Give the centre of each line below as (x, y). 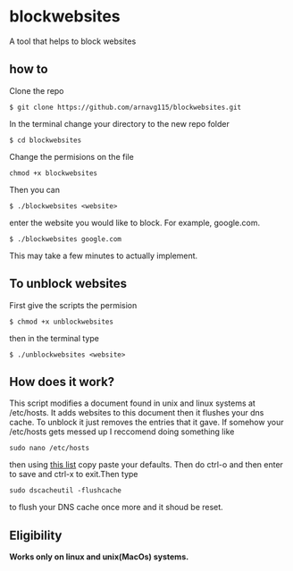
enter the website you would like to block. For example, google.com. (135, 223)
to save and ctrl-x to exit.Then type (74, 474)
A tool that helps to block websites (73, 41)
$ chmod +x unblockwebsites (62, 322)
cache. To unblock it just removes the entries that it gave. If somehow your (146, 423)
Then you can (35, 189)
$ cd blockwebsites (46, 140)
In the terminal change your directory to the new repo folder (119, 123)
